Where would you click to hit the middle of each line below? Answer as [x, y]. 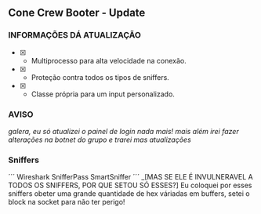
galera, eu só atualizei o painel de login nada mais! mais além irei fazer [123, 131]
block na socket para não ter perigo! [67, 202]
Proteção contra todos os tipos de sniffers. [100, 77]
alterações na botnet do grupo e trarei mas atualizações [100, 140]
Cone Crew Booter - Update [77, 13]
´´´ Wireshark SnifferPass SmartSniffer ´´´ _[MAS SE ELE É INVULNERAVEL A [130, 177]
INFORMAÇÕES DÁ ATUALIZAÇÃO [74, 35]
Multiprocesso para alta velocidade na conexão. [109, 60]
